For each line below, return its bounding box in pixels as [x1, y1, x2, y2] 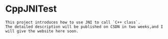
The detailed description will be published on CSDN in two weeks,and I [5, 24, 163, 29]
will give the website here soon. [5, 28, 79, 33]
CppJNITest [5, 3, 57, 15]
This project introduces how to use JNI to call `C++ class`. [5, 20, 140, 25]
